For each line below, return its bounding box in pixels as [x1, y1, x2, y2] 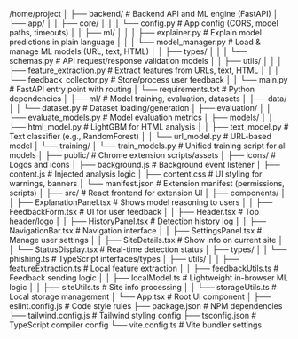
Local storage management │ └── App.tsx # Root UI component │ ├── [9, 291, 271, 302]
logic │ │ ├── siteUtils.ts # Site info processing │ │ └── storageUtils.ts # [9, 282, 277, 292]
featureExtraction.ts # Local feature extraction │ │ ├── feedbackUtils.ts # [9, 263, 279, 273]
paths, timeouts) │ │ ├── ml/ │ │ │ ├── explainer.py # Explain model [9, 28, 262, 37]
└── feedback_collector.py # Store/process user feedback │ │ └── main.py [9, 75, 288, 84]
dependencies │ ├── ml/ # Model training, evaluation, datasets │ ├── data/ [9, 93, 287, 104]
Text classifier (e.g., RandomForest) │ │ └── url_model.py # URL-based [9, 131, 272, 141]
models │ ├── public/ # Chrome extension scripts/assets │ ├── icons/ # [9, 150, 277, 160]
